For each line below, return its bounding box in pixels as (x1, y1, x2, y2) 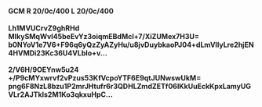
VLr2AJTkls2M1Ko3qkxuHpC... (8, 90, 114, 99)
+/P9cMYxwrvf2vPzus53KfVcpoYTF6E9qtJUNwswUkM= (8, 73, 202, 83)
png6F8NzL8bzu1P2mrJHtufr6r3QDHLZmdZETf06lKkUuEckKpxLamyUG (8, 82, 252, 91)
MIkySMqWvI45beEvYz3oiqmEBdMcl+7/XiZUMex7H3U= (8, 32, 200, 41)
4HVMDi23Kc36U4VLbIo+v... (8, 48, 107, 58)
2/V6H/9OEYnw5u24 (8, 65, 79, 74)
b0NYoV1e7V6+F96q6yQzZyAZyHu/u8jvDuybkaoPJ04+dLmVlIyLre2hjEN (8, 40, 254, 50)
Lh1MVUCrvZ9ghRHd (8, 23, 80, 33)
